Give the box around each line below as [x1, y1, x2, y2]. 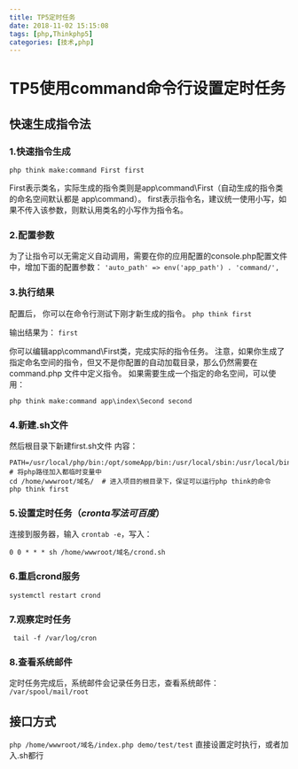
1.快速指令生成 [9, 145, 71, 158]
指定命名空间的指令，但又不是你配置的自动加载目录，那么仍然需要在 [9, 356, 258, 368]
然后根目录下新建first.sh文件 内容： [9, 440, 138, 452]
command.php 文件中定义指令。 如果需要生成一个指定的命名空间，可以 [9, 368, 269, 378]
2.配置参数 [9, 229, 55, 242]
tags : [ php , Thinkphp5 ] [9, 29, 93, 38]
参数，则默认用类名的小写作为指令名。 [47, 205, 188, 215]
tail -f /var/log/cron [12, 633, 98, 642]
